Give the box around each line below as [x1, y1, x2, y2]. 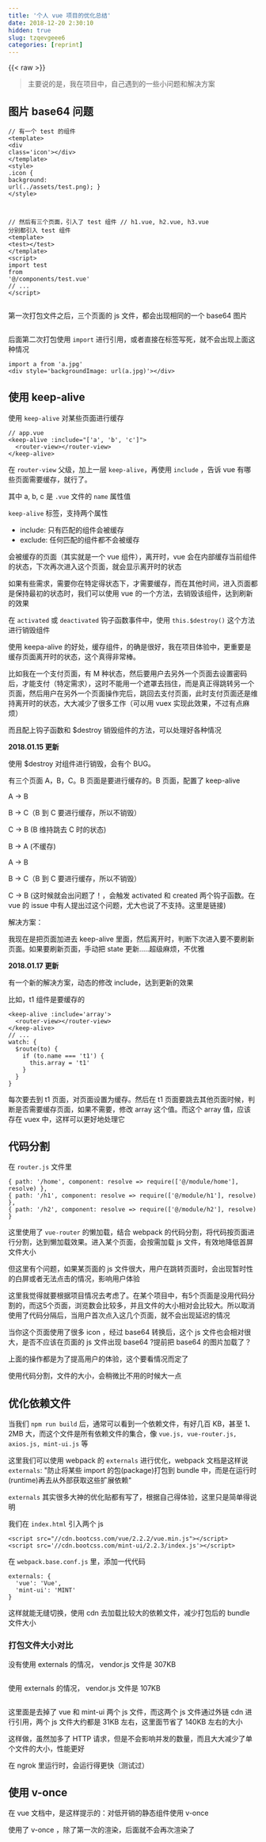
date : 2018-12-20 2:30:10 [8, 19, 93, 27]
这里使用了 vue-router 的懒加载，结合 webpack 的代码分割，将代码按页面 [8, 1227, 248, 1237]
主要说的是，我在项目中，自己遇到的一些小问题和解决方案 [27, 79, 215, 89]
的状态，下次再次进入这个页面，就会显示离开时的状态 [8, 562, 182, 571]
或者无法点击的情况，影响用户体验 [28, 1274, 140, 1283]
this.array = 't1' [28, 1058, 90, 1066]
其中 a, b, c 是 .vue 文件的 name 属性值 [8, 491, 131, 501]
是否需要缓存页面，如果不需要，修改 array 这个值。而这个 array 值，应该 [14, 1104, 252, 1114]
